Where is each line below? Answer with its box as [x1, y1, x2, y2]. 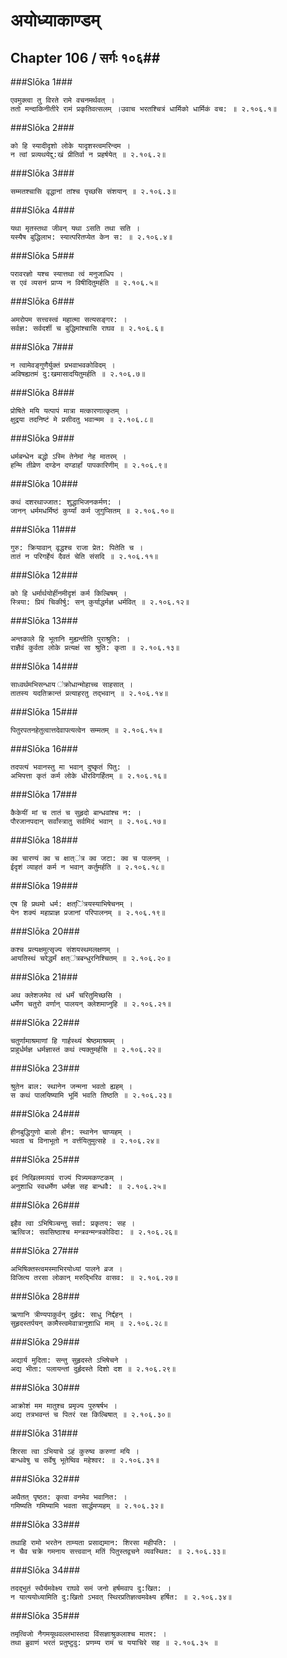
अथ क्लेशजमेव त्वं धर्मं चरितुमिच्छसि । [10, 990, 122, 1000]
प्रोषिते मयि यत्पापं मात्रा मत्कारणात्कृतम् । [10, 406, 129, 416]
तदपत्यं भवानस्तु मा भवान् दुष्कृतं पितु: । [10, 762, 132, 772]
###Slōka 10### [10, 478, 78, 489]
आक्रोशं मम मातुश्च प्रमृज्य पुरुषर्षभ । [10, 1401, 118, 1411]
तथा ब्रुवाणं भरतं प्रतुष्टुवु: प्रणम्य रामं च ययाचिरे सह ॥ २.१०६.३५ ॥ [10, 1638, 218, 1648]
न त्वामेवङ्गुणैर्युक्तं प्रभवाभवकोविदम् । [10, 360, 116, 370]
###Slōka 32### [10, 1473, 80, 1484]
